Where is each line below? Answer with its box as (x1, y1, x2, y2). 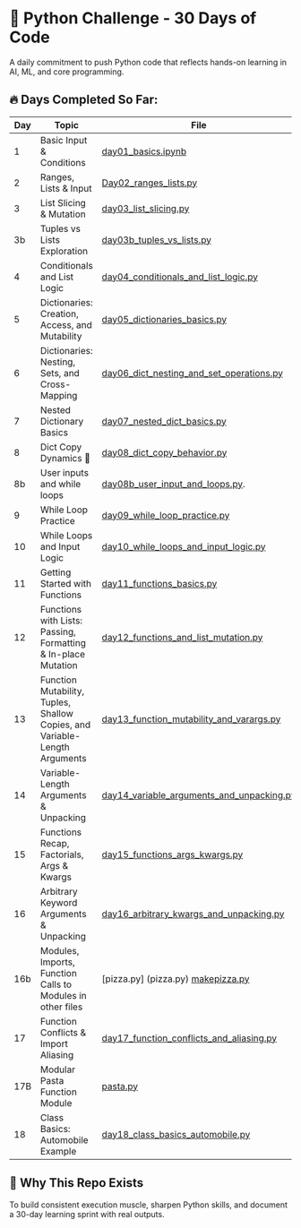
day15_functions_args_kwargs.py (101, 848, 244, 861)
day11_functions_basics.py (101, 577, 218, 589)
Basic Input (39, 133, 88, 146)
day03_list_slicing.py (101, 202, 190, 214)
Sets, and (39, 366, 81, 379)
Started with (39, 577, 92, 589)
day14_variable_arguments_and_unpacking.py (101, 788, 297, 801)
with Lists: (39, 614, 83, 626)
